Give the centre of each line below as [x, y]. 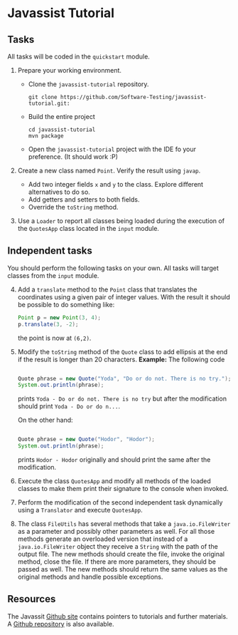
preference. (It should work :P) [73, 157]
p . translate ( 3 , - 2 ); [48, 324]
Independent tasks [50, 251]
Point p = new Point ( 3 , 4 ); [59, 317]
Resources [32, 599]
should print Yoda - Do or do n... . [69, 406]
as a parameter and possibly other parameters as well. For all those [116, 532]
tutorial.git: [49, 103]
